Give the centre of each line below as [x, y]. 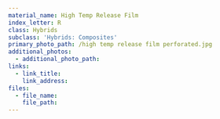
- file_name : [37, 96]
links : [19, 67]
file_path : [40, 103]
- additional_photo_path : [58, 59]
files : [19, 88]
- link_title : [38, 74]
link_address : [45, 81]
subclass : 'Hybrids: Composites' [63, 37]
